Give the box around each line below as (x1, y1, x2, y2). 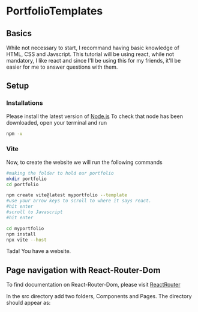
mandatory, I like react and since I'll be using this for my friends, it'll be (6, 57, 181, 64)
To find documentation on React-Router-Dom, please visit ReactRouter (6, 281, 181, 289)
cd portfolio (6, 181, 39, 187)
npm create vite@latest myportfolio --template (6, 192, 128, 198)
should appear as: (6, 299, 51, 307)
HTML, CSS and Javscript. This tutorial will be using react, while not (6, 51, 174, 58)
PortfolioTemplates (6, 4, 103, 18)
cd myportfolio (6, 225, 44, 231)
